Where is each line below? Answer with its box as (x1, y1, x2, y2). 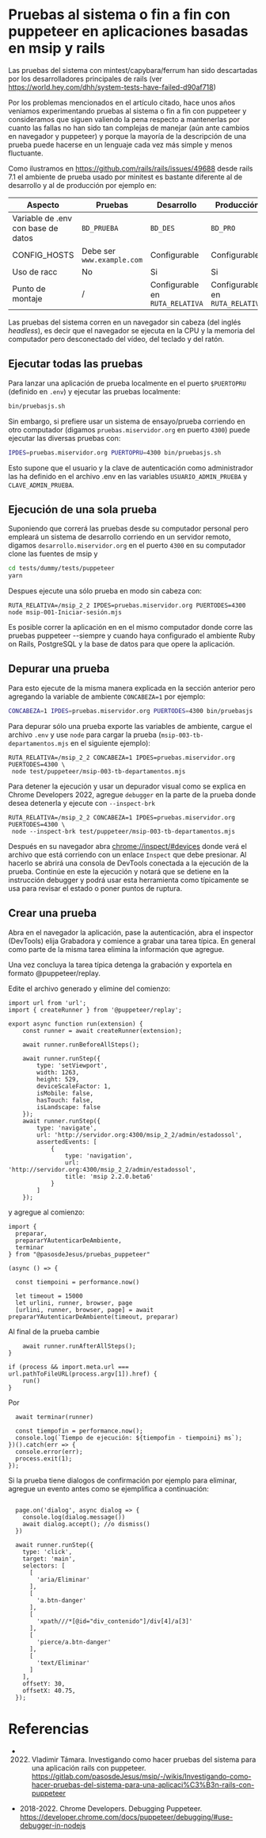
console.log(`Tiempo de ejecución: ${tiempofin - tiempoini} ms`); (15, 1433, 243, 1441)
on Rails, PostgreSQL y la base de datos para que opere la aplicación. (8, 639, 235, 649)
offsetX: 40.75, (22, 1686, 77, 1694)
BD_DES (150, 224, 176, 232)
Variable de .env (12, 213, 73, 224)
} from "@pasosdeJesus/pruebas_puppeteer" (8, 1250, 150, 1258)
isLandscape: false (36, 1103, 101, 1111)
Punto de (12, 283, 46, 294)
